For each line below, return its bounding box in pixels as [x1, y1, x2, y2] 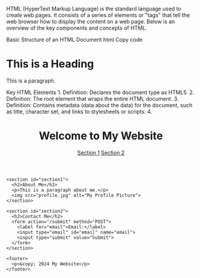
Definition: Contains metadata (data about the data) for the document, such [6, 101, 193, 109]
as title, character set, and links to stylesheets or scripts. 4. [6, 108, 153, 115]
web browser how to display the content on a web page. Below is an [6, 18, 175, 25]
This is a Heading [6, 57, 94, 71]
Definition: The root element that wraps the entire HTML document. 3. [6, 95, 179, 102]
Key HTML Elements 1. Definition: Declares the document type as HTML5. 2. [6, 89, 195, 96]
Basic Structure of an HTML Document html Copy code [6, 36, 143, 43]
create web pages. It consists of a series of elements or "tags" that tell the [6, 11, 190, 19]
